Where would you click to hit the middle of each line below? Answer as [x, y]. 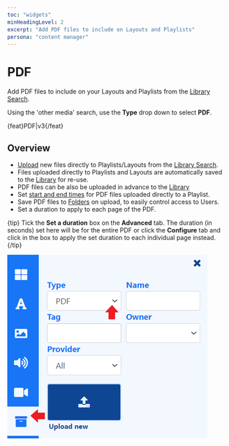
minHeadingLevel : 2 [36, 22]
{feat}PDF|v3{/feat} [36, 126]
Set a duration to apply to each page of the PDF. [87, 209]
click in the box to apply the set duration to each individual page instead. [112, 238]
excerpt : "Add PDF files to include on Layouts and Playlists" [101, 29]
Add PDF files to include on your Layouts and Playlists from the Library [109, 91]
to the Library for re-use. [53, 179]
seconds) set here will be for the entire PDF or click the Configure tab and [114, 230]
